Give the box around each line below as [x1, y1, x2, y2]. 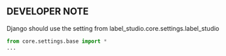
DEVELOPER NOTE [6, 6, 89, 17]
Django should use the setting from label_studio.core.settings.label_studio [6, 24, 220, 32]
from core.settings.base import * [6, 38, 108, 45]
